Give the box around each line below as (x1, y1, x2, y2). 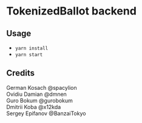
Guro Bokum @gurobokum (6, 96, 73, 104)
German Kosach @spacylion (6, 84, 77, 91)
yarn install (15, 45, 49, 51)
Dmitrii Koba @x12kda (6, 103, 61, 110)
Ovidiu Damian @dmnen (6, 90, 67, 98)
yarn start (15, 52, 43, 58)
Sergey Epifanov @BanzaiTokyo (6, 110, 86, 117)
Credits (6, 68, 35, 78)
